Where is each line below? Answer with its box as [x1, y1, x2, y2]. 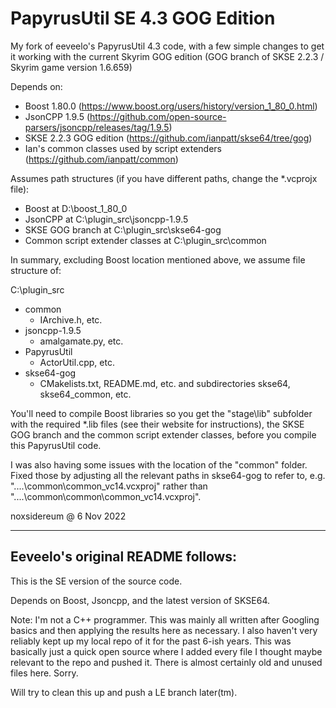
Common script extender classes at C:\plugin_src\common [24, 234, 267, 246]
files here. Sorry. [10, 667, 79, 679]
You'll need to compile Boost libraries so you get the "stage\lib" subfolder [10, 407, 313, 419]
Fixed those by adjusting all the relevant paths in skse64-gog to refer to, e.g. [10, 469, 326, 481]
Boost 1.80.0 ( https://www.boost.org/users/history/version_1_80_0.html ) [24, 100, 318, 112]
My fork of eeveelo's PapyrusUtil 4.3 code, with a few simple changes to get [10, 40, 325, 52]
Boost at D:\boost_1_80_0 [24, 202, 128, 214]
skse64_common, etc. [39, 388, 132, 400]
